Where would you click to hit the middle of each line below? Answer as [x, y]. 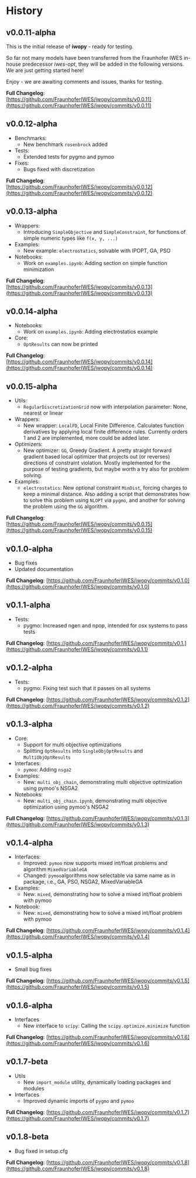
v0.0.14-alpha [32, 312]
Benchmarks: [30, 138]
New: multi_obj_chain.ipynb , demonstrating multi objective [95, 800]
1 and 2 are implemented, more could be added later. [87, 438]
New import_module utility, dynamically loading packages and [97, 1082]
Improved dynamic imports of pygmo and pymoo [79, 1101]
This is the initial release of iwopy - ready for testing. [70, 46]
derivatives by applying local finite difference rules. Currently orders [106, 432]
